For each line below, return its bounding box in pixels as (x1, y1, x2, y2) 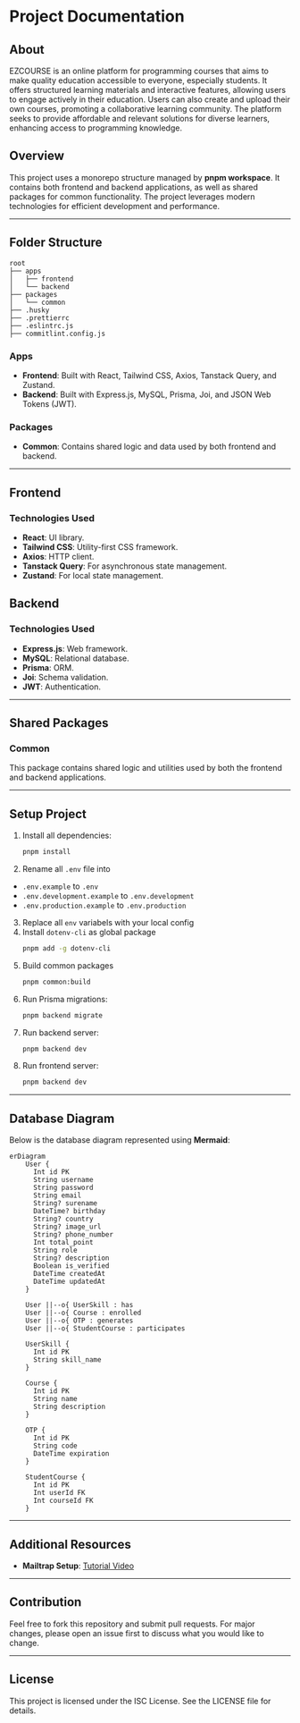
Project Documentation (9, 6, 185, 27)
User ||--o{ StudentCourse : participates (25, 1324, 186, 1333)
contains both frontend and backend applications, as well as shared (9, 182, 259, 192)
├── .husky (9, 306, 50, 315)
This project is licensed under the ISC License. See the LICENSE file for (9, 1695, 271, 1706)
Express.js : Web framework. (21, 643, 128, 654)
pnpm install (21, 848, 71, 857)
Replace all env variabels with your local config (21, 916, 195, 927)
